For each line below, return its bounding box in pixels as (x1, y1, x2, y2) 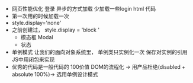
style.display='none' (11, 20, 62, 26)
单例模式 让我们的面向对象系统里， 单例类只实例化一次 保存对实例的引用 (11, 49, 188, 55)
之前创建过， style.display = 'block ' (11, 26, 99, 33)
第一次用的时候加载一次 (11, 12, 69, 20)
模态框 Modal (20, 34, 53, 40)
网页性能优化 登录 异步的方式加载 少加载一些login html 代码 (11, 5, 156, 12)
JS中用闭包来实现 (11, 56, 55, 63)
